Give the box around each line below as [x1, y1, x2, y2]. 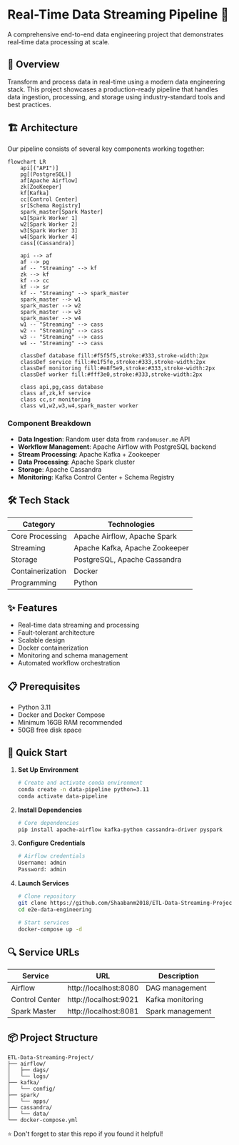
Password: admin [17, 866, 66, 873]
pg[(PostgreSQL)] [20, 171, 72, 178]
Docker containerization [17, 643, 89, 653]
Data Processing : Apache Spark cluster [17, 457, 136, 466]
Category [22, 519, 56, 529]
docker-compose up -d [17, 926, 82, 933]
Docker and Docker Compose [17, 710, 106, 719]
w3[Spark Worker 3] [20, 227, 78, 234]
